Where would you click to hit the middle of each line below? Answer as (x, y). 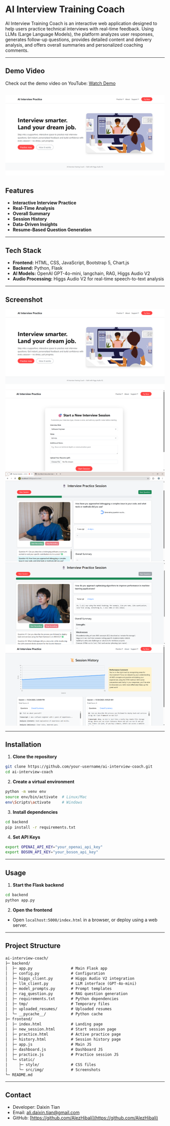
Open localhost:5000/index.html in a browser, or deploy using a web (85, 920)
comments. (17, 50)
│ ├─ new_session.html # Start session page (61, 1029)
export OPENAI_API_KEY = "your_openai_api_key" (54, 847)
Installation (23, 744)
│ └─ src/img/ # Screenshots (53, 1070)
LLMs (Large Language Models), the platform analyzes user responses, (80, 34)
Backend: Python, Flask (37, 268)
